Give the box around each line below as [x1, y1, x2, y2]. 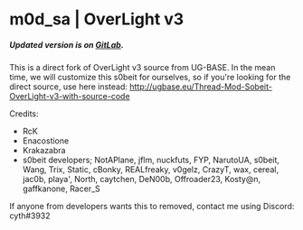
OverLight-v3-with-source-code [9, 91, 130, 102]
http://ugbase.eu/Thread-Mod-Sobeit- [129, 81, 273, 92]
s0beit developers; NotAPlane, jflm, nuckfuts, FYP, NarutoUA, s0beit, [22, 154, 280, 166]
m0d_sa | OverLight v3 [9, 9, 185, 30]
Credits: [9, 108, 39, 119]
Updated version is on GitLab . [9, 39, 124, 50]
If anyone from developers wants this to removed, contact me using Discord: [9, 201, 295, 212]
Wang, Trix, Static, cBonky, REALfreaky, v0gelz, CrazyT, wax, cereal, [22, 164, 279, 175]
